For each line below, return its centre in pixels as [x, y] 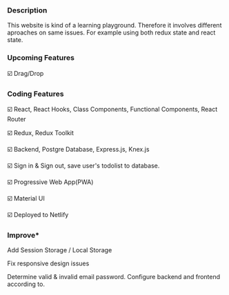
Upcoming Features [41, 58]
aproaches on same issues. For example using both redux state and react [111, 32]
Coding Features [36, 94]
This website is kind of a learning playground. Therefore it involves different [114, 26]
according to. [26, 284]
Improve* [23, 235]
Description [27, 10]
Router [17, 119]
